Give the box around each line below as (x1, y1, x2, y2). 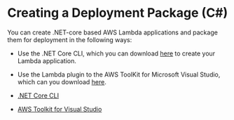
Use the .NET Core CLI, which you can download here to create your (17, 49, 216, 58)
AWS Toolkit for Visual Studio (17, 105, 102, 113)
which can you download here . (17, 77, 106, 86)
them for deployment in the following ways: (7, 35, 132, 44)
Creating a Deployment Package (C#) (7, 5, 228, 21)
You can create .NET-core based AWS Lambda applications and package (7, 28, 219, 36)
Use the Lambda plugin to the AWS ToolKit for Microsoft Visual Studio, (17, 70, 221, 79)
